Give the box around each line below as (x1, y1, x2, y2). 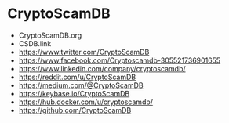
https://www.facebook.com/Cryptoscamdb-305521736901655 (18, 56, 221, 65)
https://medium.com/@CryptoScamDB (18, 80, 144, 90)
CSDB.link (18, 38, 52, 48)
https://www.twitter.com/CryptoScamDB (18, 47, 150, 56)
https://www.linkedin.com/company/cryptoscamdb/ (18, 63, 186, 73)
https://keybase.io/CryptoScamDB (18, 89, 130, 98)
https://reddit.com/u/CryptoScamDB (18, 72, 136, 81)
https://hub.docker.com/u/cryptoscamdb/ (18, 97, 154, 107)
